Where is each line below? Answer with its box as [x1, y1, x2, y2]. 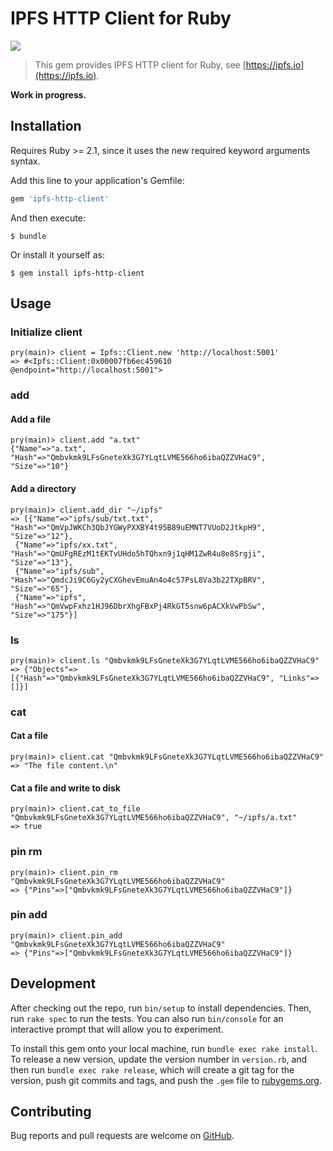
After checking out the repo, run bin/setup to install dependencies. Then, [10, 1002, 312, 1014]
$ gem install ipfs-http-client [10, 268, 145, 278]
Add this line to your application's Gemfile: [10, 174, 185, 186]
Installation [10, 118, 82, 135]
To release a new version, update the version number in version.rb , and [10, 1053, 308, 1065]
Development [10, 975, 97, 992]
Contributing [10, 1103, 92, 1121]
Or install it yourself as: [10, 248, 105, 261]
